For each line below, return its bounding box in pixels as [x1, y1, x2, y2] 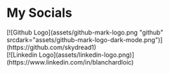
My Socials [6, 5, 72, 21]
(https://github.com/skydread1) [6, 43, 96, 51]
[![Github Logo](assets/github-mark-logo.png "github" [6, 28, 164, 36]
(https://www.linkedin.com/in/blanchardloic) [6, 58, 134, 66]
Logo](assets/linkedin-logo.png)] [39, 51, 135, 59]
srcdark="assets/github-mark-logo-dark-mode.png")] [6, 35, 163, 44]
